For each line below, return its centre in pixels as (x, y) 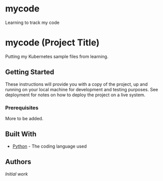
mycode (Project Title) (52, 43)
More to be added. (24, 118)
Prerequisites (22, 108)
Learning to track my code (32, 22)
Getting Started (30, 72)
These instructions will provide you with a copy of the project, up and (76, 84)
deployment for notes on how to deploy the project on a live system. (75, 95)
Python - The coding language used (49, 146)
